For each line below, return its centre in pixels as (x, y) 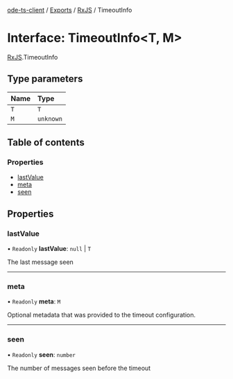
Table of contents (46, 142)
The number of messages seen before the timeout (79, 368)
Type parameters (45, 79)
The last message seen (41, 262)
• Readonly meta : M (34, 301)
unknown (50, 118)
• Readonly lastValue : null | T (49, 249)
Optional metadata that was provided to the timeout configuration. (102, 315)
